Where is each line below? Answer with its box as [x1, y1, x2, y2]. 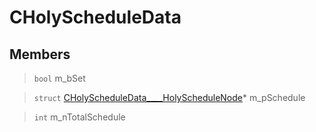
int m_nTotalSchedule [33, 111, 126, 123]
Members [9, 46, 71, 63]
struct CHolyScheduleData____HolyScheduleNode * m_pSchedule [33, 92, 306, 103]
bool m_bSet [33, 72, 86, 84]
